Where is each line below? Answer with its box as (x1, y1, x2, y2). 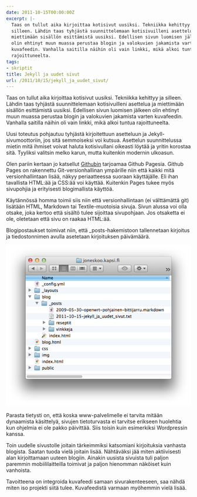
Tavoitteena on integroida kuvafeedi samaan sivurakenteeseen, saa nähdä (6, 478, 185, 485)
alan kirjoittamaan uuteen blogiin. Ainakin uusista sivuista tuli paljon (6, 454, 169, 461)
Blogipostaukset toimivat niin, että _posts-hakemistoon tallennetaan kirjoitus (6, 227, 190, 234)
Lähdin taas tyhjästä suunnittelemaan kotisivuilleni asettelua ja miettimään (6, 100, 185, 108)
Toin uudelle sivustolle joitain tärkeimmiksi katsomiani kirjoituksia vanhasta (6, 442, 186, 449)
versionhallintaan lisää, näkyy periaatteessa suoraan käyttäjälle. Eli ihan (6, 173, 179, 180)
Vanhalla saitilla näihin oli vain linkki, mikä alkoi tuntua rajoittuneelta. (6, 119, 170, 126)
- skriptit (6, 65, 33, 71)
